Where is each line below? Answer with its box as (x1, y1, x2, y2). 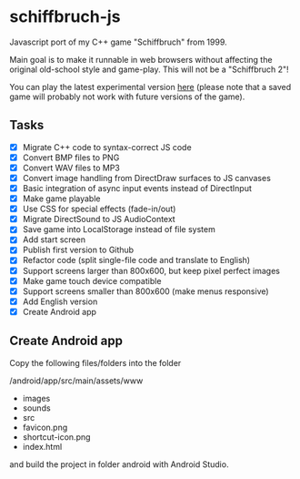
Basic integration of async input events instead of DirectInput (22, 183, 253, 193)
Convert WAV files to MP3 (22, 162, 120, 173)
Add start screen (22, 234, 86, 245)
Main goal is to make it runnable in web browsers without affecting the (9, 54, 273, 65)
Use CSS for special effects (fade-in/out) (22, 203, 176, 215)
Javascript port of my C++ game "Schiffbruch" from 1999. (9, 36, 227, 47)
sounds (22, 403, 52, 413)
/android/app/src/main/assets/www (9, 375, 144, 386)
